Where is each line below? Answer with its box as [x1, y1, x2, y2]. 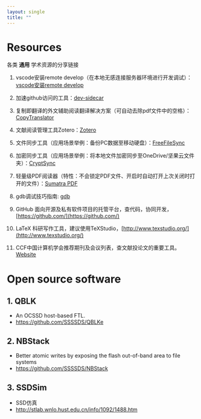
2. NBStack [7, 336, 50, 346]
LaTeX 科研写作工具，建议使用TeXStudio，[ [15, 225, 124, 232]
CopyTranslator [15, 114, 54, 121]
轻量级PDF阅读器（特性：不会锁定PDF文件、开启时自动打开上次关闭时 [15, 173, 190, 180]
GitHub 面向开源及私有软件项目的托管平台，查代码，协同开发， [15, 206, 173, 213]
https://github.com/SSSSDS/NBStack [15, 365, 108, 372]
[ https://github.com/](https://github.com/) [15, 213, 120, 220]
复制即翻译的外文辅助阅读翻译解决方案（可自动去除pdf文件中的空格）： [15, 107, 191, 115]
